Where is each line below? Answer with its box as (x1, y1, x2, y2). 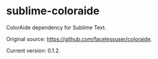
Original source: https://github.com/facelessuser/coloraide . (6, 35, 153, 42)
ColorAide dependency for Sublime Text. (6, 24, 107, 31)
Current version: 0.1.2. (6, 46, 61, 54)
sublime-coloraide (6, 4, 100, 18)
